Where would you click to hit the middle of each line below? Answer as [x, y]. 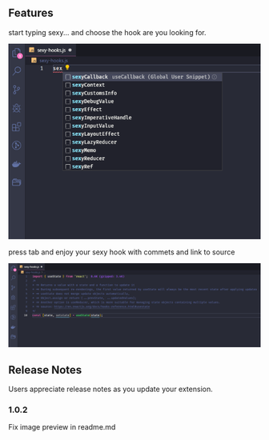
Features [31, 13]
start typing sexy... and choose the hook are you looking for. [107, 32]
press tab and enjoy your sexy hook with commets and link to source [122, 252]
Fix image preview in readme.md [62, 427]
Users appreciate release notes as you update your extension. [111, 389]
